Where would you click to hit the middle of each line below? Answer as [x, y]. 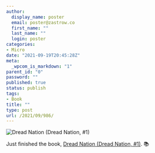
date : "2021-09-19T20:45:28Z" [43, 55]
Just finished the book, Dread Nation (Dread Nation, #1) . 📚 [77, 144]
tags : [13, 94]
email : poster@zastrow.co [43, 22]
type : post [19, 110]
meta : [13, 61]
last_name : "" [29, 34]
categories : [21, 45]
